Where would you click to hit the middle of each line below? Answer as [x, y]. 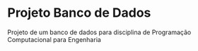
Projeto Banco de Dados [79, 13]
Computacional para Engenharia [54, 39]
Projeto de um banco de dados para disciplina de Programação [99, 32]
